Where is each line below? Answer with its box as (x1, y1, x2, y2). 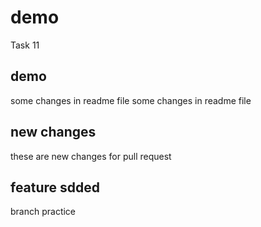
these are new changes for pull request (10, 150, 172, 162)
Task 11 (10, 39, 40, 51)
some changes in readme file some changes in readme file (10, 94, 252, 106)
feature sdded (10, 179, 101, 196)
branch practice (10, 206, 77, 218)
